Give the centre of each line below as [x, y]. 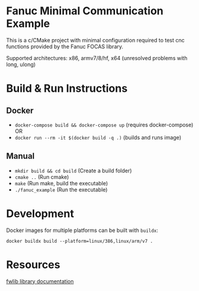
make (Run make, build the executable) [61, 183]
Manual [20, 156]
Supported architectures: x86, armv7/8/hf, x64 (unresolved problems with [97, 58]
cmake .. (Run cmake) [42, 177]
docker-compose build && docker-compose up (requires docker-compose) [104, 125]
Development [40, 213]
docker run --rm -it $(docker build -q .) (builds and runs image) [98, 137]
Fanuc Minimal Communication [85, 11]
